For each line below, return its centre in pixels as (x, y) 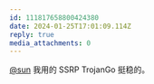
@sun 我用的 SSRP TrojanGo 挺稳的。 (80, 70)
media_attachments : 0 (50, 43)
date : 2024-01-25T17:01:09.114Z (70, 26)
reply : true (32, 34)
